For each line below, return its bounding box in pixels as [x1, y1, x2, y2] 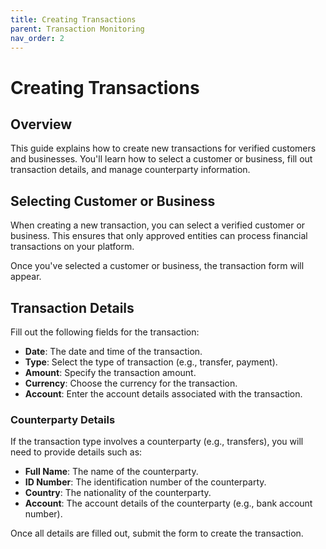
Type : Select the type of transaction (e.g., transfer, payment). [24, 356, 278, 368]
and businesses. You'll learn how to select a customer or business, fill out [10, 153, 313, 165]
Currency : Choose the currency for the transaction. [24, 377, 238, 389]
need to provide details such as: [10, 446, 143, 458]
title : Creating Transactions [10, 14, 137, 25]
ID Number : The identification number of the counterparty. [24, 476, 267, 488]
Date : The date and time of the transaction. [24, 346, 203, 357]
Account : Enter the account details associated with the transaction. [24, 388, 303, 400]
